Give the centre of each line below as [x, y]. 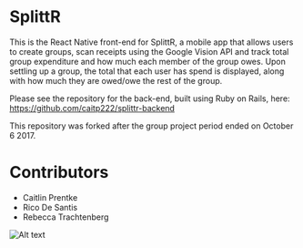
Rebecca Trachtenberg [66, 217]
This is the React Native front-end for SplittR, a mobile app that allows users [151, 42]
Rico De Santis [50, 207]
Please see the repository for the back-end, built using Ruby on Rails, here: [150, 98]
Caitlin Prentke [50, 197]
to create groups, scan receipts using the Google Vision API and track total [149, 51]
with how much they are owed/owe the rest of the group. [116, 80]
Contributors [59, 173]
